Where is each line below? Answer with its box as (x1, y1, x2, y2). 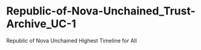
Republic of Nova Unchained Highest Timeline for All (6, 37, 137, 44)
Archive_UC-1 (6, 17, 77, 31)
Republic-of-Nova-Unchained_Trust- (6, 4, 196, 18)
